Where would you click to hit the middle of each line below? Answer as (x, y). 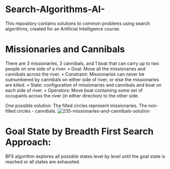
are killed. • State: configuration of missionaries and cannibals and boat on (83, 85)
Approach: (28, 142)
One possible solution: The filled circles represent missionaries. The (76, 106)
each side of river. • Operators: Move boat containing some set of (74, 90)
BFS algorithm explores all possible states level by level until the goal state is (85, 156)
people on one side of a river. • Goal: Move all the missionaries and (75, 69)
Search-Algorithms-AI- (55, 9)
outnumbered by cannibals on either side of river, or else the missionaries (82, 79)
